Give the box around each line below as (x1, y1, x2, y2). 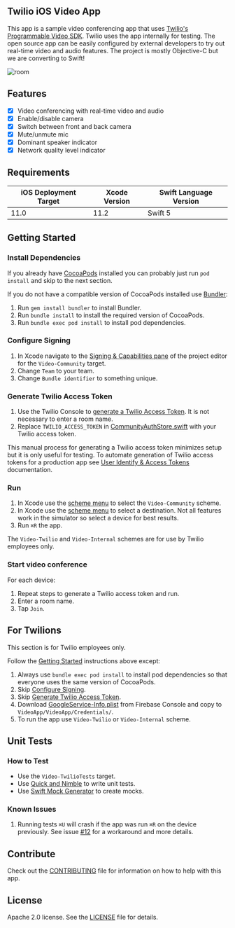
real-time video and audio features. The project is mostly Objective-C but (7, 46, 218, 55)
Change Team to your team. (17, 366, 94, 375)
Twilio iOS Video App (7, 6, 101, 18)
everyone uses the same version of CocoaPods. (17, 677, 156, 686)
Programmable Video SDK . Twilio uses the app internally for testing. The (7, 32, 215, 40)
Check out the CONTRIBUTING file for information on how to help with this (7, 866, 222, 875)
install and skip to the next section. (7, 276, 113, 284)
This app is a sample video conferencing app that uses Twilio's (7, 24, 189, 32)
